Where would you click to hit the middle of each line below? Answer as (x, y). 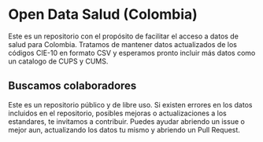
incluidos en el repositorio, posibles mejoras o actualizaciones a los (117, 113)
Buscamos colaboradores (72, 86)
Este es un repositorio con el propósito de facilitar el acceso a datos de (123, 36)
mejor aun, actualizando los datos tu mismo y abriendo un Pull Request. (124, 129)
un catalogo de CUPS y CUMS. (58, 61)
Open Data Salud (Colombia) (103, 15)
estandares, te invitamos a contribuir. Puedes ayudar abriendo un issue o (127, 121)
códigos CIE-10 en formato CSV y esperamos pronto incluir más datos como (132, 53)
